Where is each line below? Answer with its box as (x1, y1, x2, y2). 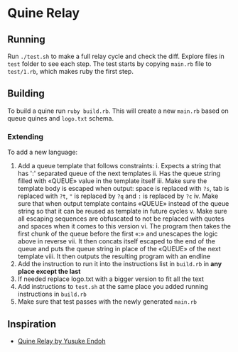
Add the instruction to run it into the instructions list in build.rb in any (17, 260, 222, 268)
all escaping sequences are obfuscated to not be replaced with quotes (17, 214, 225, 223)
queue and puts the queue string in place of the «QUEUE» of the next (17, 245, 222, 253)
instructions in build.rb (17, 290, 87, 299)
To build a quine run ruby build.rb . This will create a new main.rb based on (7, 106, 229, 115)
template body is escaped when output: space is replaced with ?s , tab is (17, 185, 229, 193)
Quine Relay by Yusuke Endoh (17, 336, 106, 345)
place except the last (17, 268, 81, 276)
